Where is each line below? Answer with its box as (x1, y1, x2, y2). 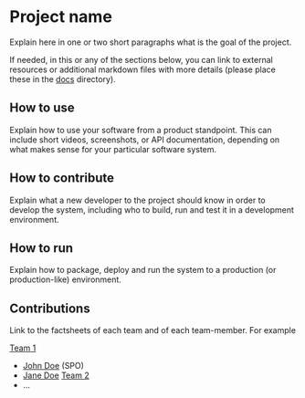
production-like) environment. (9, 274, 121, 285)
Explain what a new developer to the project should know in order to (9, 194, 267, 205)
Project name (9, 6, 112, 27)
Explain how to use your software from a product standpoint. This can (9, 124, 272, 135)
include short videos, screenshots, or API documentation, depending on (9, 134, 280, 145)
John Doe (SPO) (22, 361, 85, 372)
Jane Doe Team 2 (22, 370, 89, 381)
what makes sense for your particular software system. (9, 143, 217, 154)
